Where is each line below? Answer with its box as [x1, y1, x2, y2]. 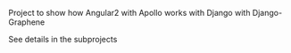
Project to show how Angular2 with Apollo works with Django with [8, 8, 251, 18]
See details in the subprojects [8, 34, 118, 44]
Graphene [8, 17, 46, 27]
